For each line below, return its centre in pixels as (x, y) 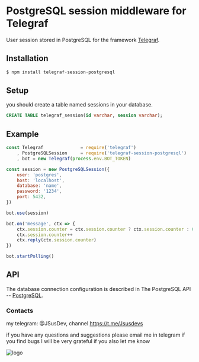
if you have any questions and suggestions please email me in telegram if (96, 335)
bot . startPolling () (30, 256)
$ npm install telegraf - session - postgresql (61, 72)
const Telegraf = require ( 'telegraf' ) (71, 148)
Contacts (20, 311)
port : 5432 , (31, 197)
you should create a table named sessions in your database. (79, 105)
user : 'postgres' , (39, 175)
